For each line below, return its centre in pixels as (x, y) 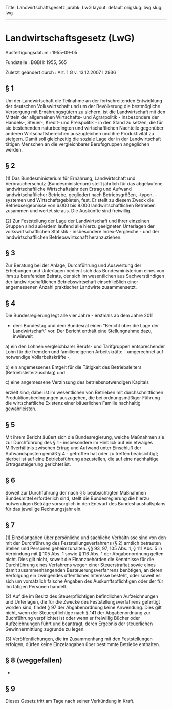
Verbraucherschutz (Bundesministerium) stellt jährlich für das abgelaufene (84, 183)
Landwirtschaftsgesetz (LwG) (70, 38)
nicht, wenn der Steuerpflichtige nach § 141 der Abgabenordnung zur (78, 613)
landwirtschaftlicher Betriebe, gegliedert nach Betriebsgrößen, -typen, (80, 195)
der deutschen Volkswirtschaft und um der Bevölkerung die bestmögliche (83, 106)
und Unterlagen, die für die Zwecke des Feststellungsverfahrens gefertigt (83, 601)
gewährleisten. (21, 409)
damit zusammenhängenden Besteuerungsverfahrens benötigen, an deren (84, 570)
